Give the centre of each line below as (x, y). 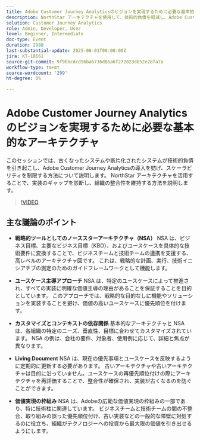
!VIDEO (29, 202)
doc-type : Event (26, 39)
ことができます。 (35, 388)
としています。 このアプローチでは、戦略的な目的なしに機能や (91, 295)
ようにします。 (33, 430)
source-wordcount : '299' (37, 73)
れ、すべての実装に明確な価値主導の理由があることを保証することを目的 (103, 288)
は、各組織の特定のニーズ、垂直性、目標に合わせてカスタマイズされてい (103, 331)
